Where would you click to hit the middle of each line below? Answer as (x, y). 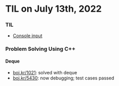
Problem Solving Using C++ (41, 49)
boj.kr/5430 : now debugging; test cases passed (63, 78)
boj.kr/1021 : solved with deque (45, 72)
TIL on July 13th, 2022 (54, 9)
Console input (27, 36)
